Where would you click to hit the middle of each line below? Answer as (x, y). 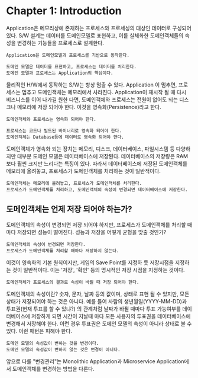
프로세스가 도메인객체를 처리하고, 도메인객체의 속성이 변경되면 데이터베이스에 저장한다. (97, 190)
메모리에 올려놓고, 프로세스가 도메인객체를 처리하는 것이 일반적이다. (84, 171)
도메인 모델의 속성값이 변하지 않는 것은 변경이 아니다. (63, 350)
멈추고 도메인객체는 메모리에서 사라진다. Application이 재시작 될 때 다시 (104, 92)
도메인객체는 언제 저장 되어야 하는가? (69, 209)
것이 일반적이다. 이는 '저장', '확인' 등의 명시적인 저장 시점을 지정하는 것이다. (98, 270)
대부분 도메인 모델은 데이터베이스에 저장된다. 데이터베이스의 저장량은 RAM (102, 156)
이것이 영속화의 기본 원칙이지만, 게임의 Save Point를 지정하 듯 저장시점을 (90, 262)
